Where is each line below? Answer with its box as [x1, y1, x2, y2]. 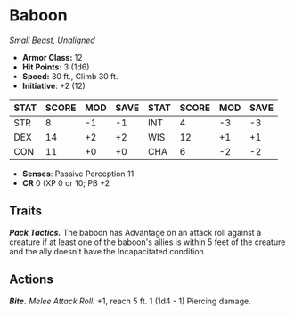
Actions [9, 272, 53, 287]
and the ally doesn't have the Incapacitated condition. [9, 246, 207, 256]
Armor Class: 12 [21, 52, 83, 62]
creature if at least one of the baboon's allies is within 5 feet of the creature [9, 237, 286, 247]
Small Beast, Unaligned [9, 35, 95, 45]
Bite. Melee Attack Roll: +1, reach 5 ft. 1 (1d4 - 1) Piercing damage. [9, 295, 251, 306]
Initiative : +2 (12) [21, 80, 86, 91]
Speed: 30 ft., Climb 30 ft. [21, 70, 118, 81]
